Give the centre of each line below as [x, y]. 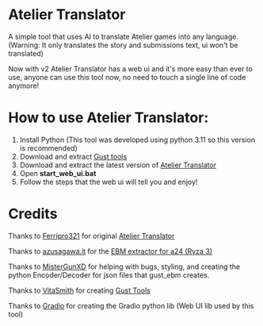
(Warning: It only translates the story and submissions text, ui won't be [123, 44]
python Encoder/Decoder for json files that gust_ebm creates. [109, 274]
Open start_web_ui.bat [58, 173]
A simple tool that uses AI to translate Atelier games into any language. [124, 36]
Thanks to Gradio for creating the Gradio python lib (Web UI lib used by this [131, 305]
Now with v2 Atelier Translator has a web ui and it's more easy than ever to [131, 68]
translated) [26, 53]
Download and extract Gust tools [73, 156]
